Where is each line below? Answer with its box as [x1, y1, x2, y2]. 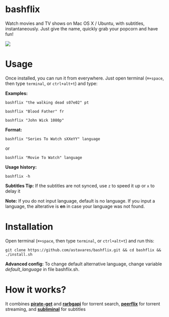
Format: [5, 127, 22, 133]
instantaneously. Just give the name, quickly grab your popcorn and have [5, 25, 158, 31]
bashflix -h [5, 174, 30, 179]
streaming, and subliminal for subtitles [5, 306, 86, 312]
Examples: [5, 90, 28, 96]
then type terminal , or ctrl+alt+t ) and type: [5, 80, 98, 87]
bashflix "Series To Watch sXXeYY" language [5, 136, 100, 141]
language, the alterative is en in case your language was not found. [5, 203, 145, 209]
